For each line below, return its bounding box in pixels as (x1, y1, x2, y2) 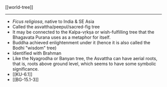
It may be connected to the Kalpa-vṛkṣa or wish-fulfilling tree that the (12, 29, 155, 35)
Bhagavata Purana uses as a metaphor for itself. (12, 34, 111, 40)
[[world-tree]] (5, 4, 33, 10)
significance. (12, 66, 39, 72)
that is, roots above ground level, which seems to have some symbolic (12, 61, 157, 67)
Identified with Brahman (12, 50, 62, 56)
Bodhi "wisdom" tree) (12, 45, 57, 51)
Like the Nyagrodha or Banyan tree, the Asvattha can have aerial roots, (12, 56, 158, 61)
